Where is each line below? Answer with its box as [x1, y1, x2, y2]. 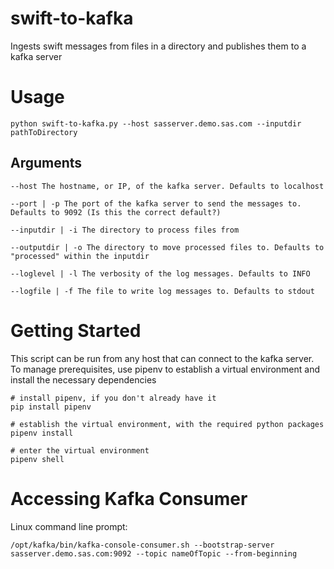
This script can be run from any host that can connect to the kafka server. [10, 352, 315, 364]
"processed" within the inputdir [10, 251, 150, 261]
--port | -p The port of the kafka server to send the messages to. [10, 198, 302, 209]
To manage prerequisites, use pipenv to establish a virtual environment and [10, 363, 321, 375]
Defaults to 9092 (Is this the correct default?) [10, 207, 222, 217]
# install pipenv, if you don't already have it [10, 393, 217, 403]
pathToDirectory [10, 127, 78, 137]
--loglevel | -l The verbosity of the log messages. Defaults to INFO [10, 268, 311, 279]
